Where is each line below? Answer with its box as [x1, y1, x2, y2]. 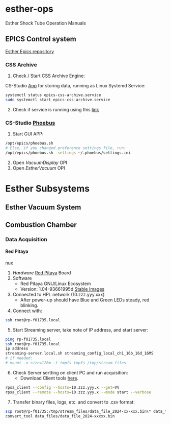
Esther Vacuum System [5, 203, 81, 212]
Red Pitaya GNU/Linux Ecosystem [20, 280, 91, 287]
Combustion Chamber [5, 220, 77, 229]
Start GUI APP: [12, 131, 44, 137]
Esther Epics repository [5, 48, 54, 54]
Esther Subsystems [5, 182, 90, 194]
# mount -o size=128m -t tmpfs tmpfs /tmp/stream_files [5, 361, 126, 366]
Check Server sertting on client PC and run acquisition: [12, 369, 128, 375]
